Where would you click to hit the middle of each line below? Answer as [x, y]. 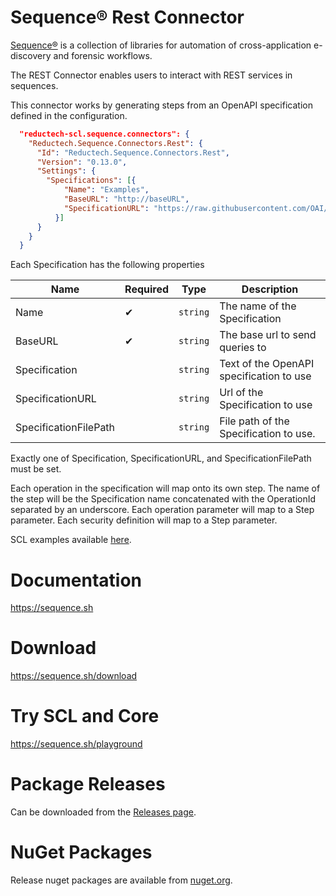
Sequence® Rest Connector [127, 17]
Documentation [76, 580]
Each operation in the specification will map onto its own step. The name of [165, 488]
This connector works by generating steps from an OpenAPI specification [161, 105]
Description [270, 289]
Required [147, 289]
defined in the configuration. [69, 115]
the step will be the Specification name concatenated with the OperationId [163, 499]
